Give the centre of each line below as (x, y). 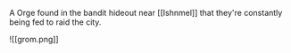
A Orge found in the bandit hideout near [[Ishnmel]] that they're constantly (146, 13)
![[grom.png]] (34, 39)
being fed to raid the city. (55, 22)
